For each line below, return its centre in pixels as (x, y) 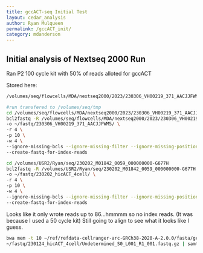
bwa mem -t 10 (24, 238)
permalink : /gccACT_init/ (39, 29)
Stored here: (22, 85)
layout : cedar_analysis (36, 18)
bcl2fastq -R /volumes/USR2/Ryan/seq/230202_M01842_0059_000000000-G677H (101, 169)
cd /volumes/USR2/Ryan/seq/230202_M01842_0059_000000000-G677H (88, 163)
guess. (14, 227)
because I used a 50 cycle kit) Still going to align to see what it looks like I (98, 220)
